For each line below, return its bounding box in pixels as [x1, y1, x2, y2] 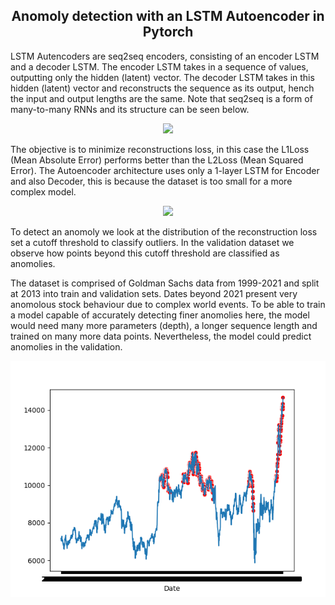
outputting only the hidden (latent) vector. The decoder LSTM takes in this [10, 71, 315, 83]
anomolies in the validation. [10, 340, 123, 353]
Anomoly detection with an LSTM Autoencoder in [11, 8, 325, 25]
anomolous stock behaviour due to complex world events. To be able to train [10, 298, 326, 310]
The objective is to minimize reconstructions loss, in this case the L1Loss [10, 143, 310, 155]
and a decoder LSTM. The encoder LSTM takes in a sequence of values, [10, 60, 309, 73]
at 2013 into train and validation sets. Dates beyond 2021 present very [10, 287, 298, 299]
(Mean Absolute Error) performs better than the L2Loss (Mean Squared [10, 154, 304, 166]
